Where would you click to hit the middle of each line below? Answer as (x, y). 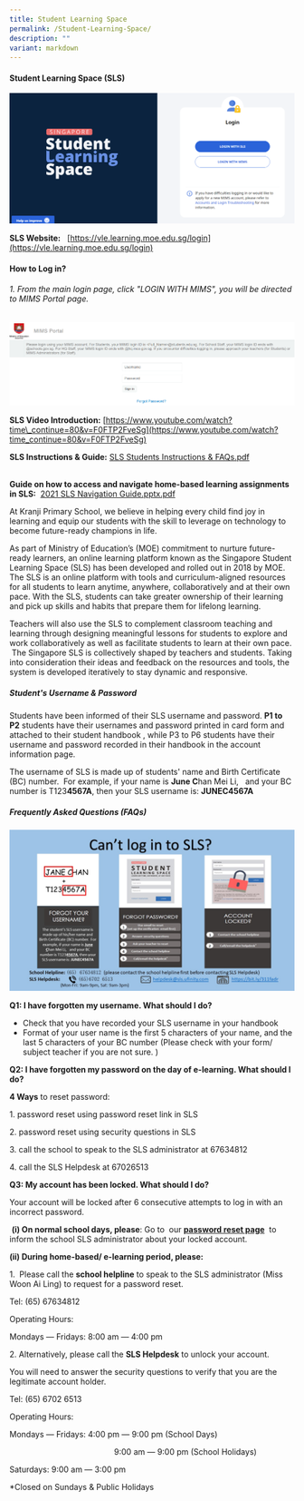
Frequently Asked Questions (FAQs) (78, 811)
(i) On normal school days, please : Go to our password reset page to (144, 1229)
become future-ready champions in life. (83, 531)
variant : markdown (44, 48)
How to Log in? (38, 269)
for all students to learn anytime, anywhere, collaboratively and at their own (150, 587)
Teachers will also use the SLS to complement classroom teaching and (141, 624)
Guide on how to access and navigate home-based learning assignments (149, 485)
